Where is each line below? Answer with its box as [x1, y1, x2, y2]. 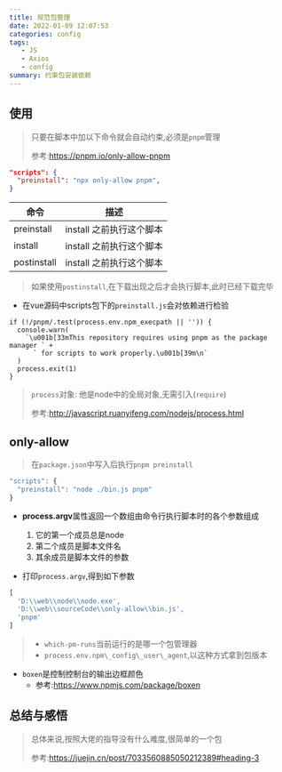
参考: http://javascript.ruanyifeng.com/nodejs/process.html [30, 408, 245, 419]
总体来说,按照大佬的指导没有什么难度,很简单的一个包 [30, 733, 223, 744]
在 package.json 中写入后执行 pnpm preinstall [30, 459, 193, 470]
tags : [9, 37, 29, 47]
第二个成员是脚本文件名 [35, 540, 121, 551]
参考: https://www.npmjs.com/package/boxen [35, 680, 201, 690]
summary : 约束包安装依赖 [9, 71, 91, 80]
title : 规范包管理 [9, 12, 71, 22]
